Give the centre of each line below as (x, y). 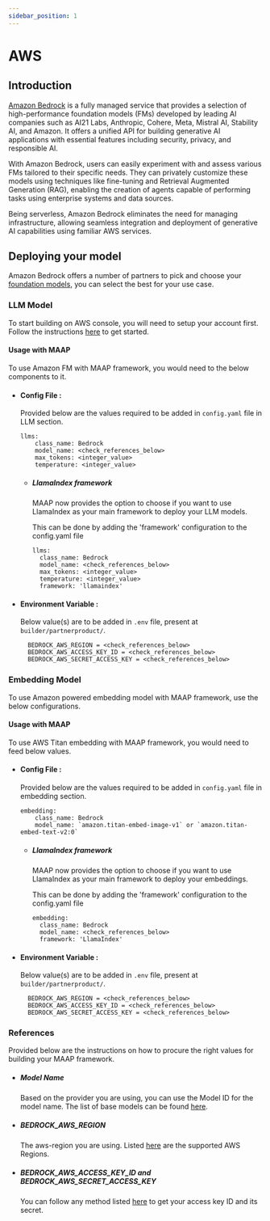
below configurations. (44, 706)
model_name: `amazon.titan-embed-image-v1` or (114, 826)
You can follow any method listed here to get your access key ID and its (139, 1202)
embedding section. (53, 796)
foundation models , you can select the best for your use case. (111, 285)
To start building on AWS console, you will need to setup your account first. (133, 323)
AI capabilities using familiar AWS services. (80, 230)
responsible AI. (33, 148)
